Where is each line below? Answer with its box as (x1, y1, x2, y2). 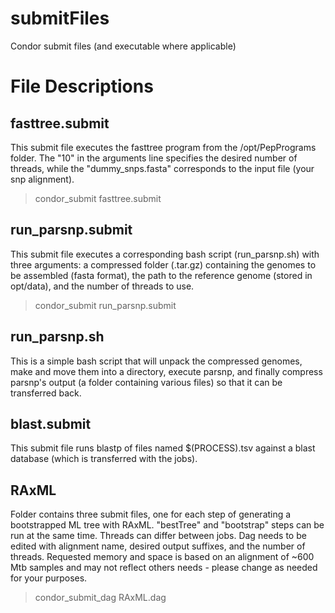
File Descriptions (10, 75, 154, 98)
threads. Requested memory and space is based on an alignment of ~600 (10, 551, 315, 563)
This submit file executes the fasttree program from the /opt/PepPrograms (10, 141, 317, 153)
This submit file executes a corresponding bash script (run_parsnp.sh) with (10, 248, 320, 260)
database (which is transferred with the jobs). (10, 453, 198, 465)
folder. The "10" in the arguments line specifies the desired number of (10, 152, 298, 164)
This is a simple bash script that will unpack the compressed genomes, (10, 355, 303, 367)
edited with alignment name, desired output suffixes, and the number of (10, 540, 306, 552)
